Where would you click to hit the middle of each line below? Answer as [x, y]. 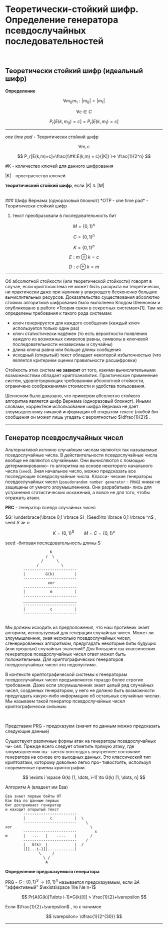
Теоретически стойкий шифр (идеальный [74, 71]
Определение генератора [62, 20]
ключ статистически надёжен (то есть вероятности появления [80, 334]
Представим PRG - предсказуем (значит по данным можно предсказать [83, 726]
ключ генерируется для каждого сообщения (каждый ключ [76, 323]
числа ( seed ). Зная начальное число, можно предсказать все [70, 471]
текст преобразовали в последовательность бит [64, 216]
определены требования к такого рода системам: [59, 313]
